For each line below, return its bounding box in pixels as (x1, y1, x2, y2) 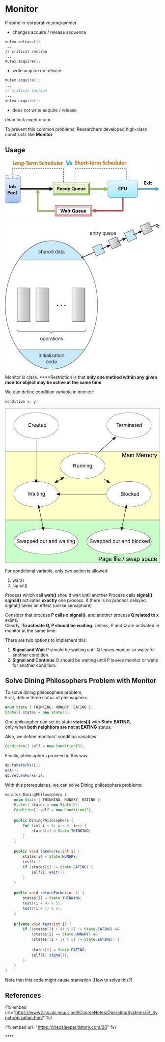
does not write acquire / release (12, 107, 77, 113)
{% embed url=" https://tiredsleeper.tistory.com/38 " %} (5, 1024, 116, 1030)
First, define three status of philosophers (5, 695, 87, 701)
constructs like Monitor (5, 132, 53, 137)
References (5, 991, 41, 1000)
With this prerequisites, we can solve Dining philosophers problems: (5, 782, 143, 788)
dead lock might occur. (5, 117, 52, 123)
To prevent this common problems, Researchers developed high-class (5, 126, 147, 132)
